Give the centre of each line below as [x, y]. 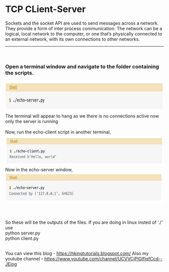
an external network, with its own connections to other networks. [72, 39]
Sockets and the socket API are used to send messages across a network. [82, 23]
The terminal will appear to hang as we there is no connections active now [82, 116]
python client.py [22, 238]
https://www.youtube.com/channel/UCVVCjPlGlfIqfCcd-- [103, 259]
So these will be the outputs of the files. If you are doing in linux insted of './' [84, 222]
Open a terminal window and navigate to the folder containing [82, 66]
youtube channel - [24, 259]
